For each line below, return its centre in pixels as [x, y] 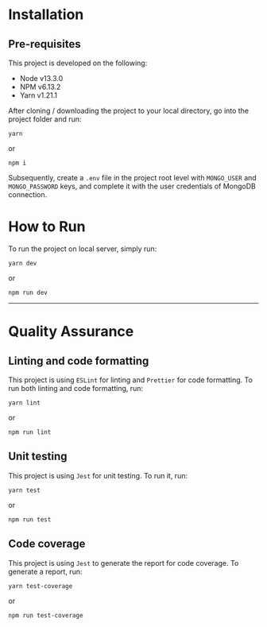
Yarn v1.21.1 [39, 95]
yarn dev [23, 263]
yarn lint [25, 403]
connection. [28, 195]
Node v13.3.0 [41, 78]
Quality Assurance [71, 332]
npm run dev [28, 292]
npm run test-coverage [46, 615]
